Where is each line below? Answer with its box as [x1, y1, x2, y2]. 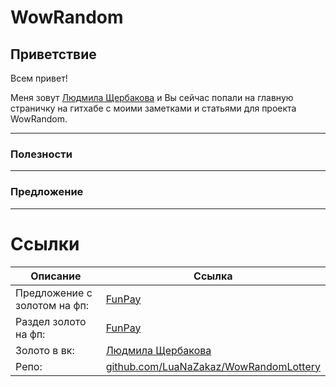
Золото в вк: [15, 343, 75, 357]
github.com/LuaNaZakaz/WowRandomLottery [105, 359, 321, 373]
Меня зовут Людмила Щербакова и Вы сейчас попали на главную [10, 92, 294, 103]
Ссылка [193, 269, 233, 283]
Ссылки [10, 232, 80, 255]
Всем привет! [10, 72, 68, 84]
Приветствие [10, 46, 97, 63]
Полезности [10, 147, 73, 161]
